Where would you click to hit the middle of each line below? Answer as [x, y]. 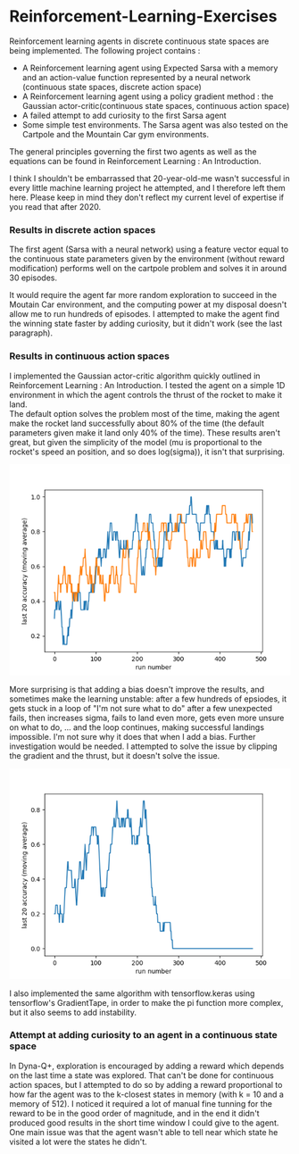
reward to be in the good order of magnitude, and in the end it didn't [135, 1113]
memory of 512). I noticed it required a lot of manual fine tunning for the [141, 1103]
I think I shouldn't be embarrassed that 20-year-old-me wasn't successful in [149, 178]
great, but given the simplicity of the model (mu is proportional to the [136, 442]
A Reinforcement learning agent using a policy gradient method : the [148, 96]
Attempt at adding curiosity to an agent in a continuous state [144, 1035]
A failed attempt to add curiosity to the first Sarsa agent [124, 115]
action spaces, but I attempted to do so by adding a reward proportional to [146, 1084]
